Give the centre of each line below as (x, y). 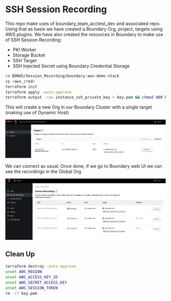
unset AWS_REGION (24, 272)
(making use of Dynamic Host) (37, 113)
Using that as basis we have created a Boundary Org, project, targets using (84, 29)
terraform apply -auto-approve (38, 92)
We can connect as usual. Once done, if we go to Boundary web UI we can (84, 166)
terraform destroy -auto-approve (41, 266)
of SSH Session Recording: (34, 40)
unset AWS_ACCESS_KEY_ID (32, 277)
